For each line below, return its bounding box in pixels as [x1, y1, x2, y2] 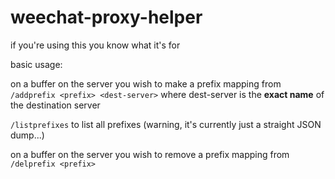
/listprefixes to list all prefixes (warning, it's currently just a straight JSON [10, 118, 322, 130]
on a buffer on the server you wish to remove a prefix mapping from [10, 148, 290, 160]
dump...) [10, 129, 45, 141]
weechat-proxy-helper [10, 6, 203, 29]
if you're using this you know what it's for [10, 39, 181, 51]
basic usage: [10, 58, 63, 70]
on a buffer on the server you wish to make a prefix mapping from [10, 77, 282, 90]
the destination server [10, 99, 101, 111]
